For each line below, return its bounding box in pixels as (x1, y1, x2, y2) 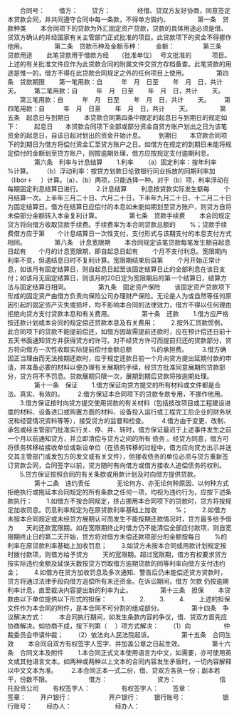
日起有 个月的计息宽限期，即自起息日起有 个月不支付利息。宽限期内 (7, 247, 228, 255)
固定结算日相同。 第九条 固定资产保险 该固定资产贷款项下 (19, 283, 231, 291)
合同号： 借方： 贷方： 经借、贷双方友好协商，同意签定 (19, 6, 231, 14)
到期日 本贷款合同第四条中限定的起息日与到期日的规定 (51, 113, 221, 121)
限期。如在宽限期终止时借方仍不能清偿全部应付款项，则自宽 (56, 524, 232, 532)
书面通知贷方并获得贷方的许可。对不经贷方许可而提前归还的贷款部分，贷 (19, 336, 232, 345)
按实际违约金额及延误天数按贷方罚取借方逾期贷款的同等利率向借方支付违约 (7, 559, 225, 567)
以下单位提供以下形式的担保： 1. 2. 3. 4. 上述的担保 (19, 595, 230, 603)
